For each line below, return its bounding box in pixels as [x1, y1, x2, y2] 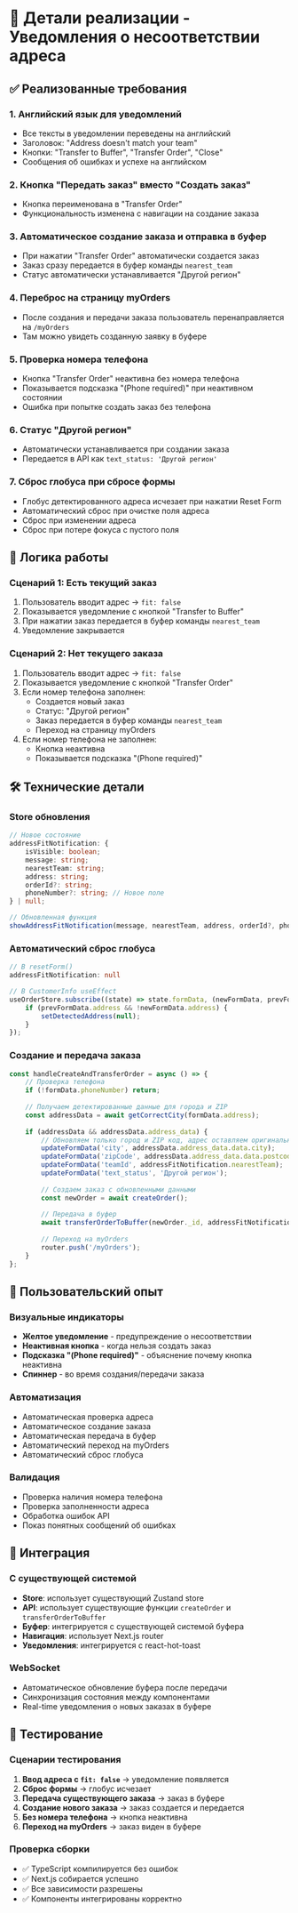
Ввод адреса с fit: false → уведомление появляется [21, 1773, 229, 1784]
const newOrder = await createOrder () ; [41, 1194, 189, 1202]
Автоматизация [9, 1391, 82, 1403]
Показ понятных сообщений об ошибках [21, 1520, 176, 1531]
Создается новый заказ [35, 695, 125, 706]
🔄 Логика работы [9, 551, 109, 566]
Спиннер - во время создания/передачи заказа [21, 1369, 205, 1379]
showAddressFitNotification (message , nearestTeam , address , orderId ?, [9, 921, 276, 930]
